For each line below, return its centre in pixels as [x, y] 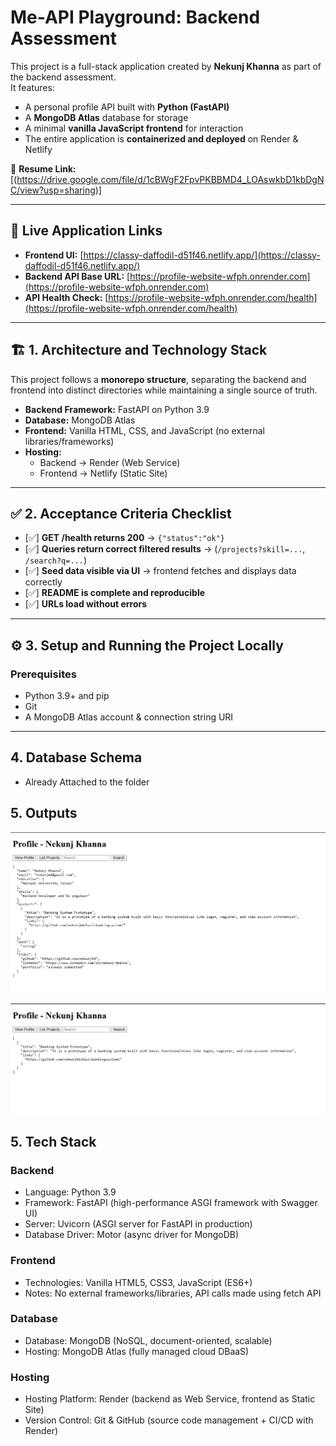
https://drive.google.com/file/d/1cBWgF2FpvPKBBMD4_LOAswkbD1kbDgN [170, 179]
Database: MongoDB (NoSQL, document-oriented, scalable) [148, 1340]
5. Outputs [44, 813]
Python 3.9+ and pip [67, 696]
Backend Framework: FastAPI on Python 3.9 [117, 409]
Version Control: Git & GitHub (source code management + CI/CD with [169, 1420]
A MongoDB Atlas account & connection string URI [129, 717]
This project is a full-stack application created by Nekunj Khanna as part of [166, 66]
